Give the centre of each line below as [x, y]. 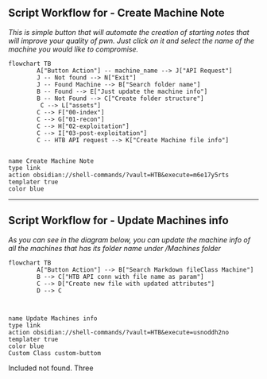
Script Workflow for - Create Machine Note [116, 13]
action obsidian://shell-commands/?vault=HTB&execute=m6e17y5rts [118, 175]
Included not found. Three [51, 368]
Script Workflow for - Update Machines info [118, 220]
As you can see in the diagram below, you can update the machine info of [130, 240]
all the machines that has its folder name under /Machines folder [114, 248]
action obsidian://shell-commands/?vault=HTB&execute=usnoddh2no [118, 332]
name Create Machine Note [51, 161]
